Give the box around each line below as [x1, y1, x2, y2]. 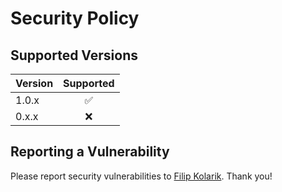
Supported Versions [10, 47, 138, 64]
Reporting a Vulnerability [10, 143, 170, 161]
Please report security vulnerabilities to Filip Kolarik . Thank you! [10, 170, 273, 182]
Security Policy [10, 7, 140, 30]
